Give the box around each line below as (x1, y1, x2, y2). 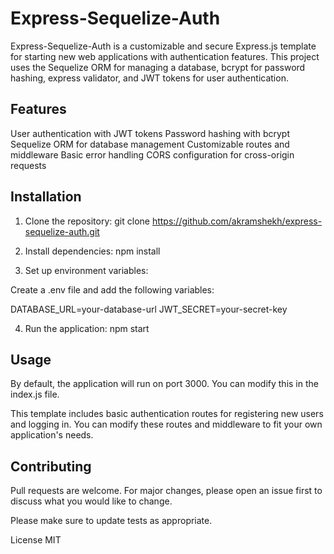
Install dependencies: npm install (24, 245, 161, 257)
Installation (10, 188, 82, 206)
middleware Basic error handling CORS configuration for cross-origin (10, 148, 295, 161)
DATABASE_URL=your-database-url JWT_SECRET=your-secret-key (10, 303, 288, 315)
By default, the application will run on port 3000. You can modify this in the (10, 378, 319, 390)
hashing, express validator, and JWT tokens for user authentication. (10, 72, 289, 84)
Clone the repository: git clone (24, 215, 150, 227)
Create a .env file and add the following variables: (10, 283, 215, 296)
